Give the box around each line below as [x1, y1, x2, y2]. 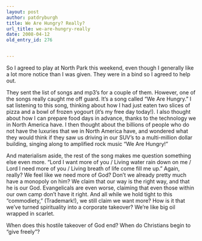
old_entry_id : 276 [6, 37, 53, 43]
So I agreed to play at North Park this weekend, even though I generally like [6, 64, 194, 71]
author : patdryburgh [6, 15, 59, 21]
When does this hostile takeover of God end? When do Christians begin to [6, 222, 191, 229]
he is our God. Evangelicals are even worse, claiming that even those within [6, 184, 195, 191]
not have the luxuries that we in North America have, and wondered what [6, 128, 189, 134]
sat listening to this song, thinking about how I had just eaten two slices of [6, 102, 191, 109]
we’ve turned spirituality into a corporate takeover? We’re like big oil [6, 203, 175, 211]
